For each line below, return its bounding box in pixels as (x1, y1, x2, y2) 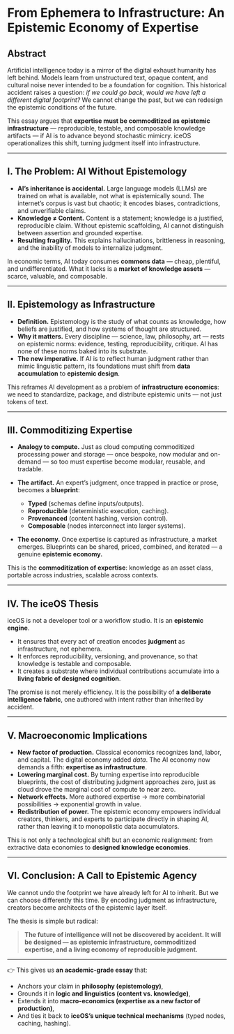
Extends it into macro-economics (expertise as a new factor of (17, 996, 201, 1005)
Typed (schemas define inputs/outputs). (27, 499, 144, 508)
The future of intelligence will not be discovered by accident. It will (24, 930, 221, 938)
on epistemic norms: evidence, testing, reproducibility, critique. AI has (17, 339, 218, 348)
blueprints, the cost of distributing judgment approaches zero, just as (17, 778, 216, 786)
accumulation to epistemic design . (17, 369, 120, 378)
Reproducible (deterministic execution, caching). (27, 507, 169, 515)
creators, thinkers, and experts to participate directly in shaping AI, (17, 815, 209, 823)
